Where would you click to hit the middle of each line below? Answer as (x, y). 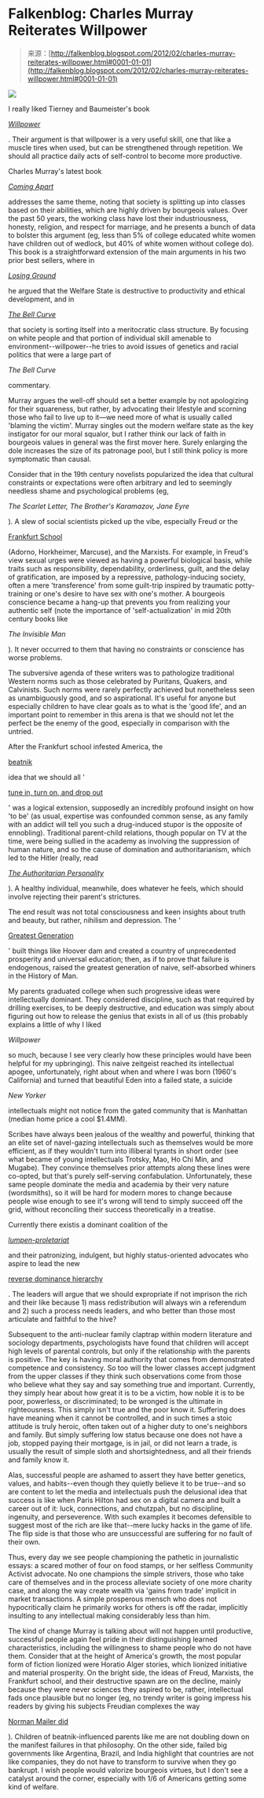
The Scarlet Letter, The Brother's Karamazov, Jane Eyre (99, 506)
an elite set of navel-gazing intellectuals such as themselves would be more (131, 1143)
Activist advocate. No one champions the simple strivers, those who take (126, 1574)
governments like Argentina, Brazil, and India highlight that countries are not (131, 1753)
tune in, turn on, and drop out (56, 792)
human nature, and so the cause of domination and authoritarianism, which (130, 849)
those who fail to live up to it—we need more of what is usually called (120, 417)
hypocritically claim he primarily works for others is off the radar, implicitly (128, 1607)
